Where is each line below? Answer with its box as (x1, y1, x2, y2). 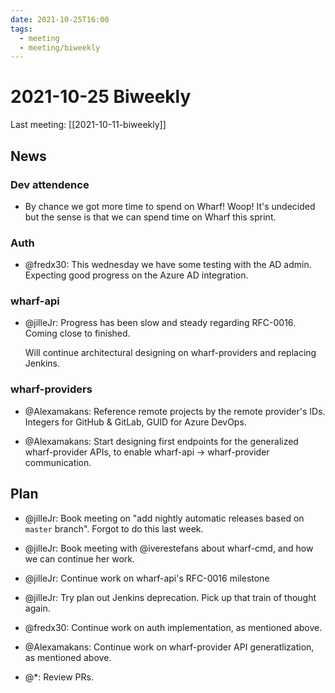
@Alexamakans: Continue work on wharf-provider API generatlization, (24, 641, 315, 653)
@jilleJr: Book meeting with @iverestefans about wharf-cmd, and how (24, 542, 314, 554)
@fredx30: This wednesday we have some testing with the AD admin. (24, 259, 312, 271)
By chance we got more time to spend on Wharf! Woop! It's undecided (24, 200, 316, 212)
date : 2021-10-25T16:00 (10, 14, 110, 25)
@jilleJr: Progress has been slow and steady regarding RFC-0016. (24, 317, 297, 329)
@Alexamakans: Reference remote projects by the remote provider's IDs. (24, 405, 326, 417)
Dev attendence (10, 177, 90, 191)
